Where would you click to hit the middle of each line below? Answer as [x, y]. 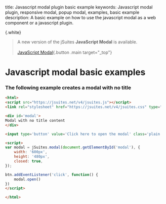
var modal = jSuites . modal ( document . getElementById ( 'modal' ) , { [73, 147]
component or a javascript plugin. [39, 23]
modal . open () [27, 179]
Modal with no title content [35, 120]
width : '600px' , [31, 152]
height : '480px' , [32, 157]
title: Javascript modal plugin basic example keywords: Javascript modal [79, 7]
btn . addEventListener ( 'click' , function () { [52, 174]
